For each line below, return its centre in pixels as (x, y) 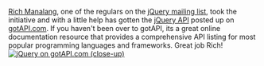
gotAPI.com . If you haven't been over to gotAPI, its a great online (115, 28)
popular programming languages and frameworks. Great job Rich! (116, 45)
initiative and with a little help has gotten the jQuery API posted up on (121, 20)
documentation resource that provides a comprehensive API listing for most (132, 37)
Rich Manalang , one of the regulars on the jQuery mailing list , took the (122, 12)
